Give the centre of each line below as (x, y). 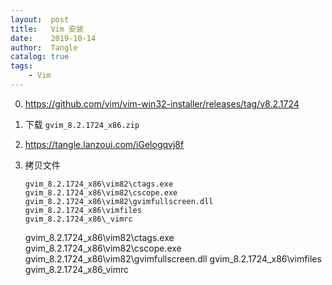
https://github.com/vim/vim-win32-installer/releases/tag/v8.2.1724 (162, 103)
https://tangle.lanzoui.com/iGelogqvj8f (104, 144)
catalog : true (40, 57)
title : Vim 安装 (47, 29)
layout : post (40, 19)
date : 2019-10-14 (53, 38)
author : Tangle (44, 47)
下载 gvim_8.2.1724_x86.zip (82, 124)
